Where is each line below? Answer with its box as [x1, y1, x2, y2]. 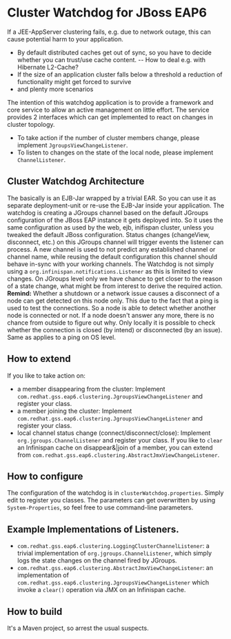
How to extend [7, 353, 71, 365]
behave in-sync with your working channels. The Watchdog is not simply [7, 260, 214, 268]
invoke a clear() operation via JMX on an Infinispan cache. [17, 586, 186, 594]
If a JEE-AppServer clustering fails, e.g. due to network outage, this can [7, 28, 212, 36]
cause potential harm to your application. [7, 34, 124, 43]
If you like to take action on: [7, 371, 86, 380]
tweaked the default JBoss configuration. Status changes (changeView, [7, 230, 210, 239]
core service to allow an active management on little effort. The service [7, 105, 210, 114]
